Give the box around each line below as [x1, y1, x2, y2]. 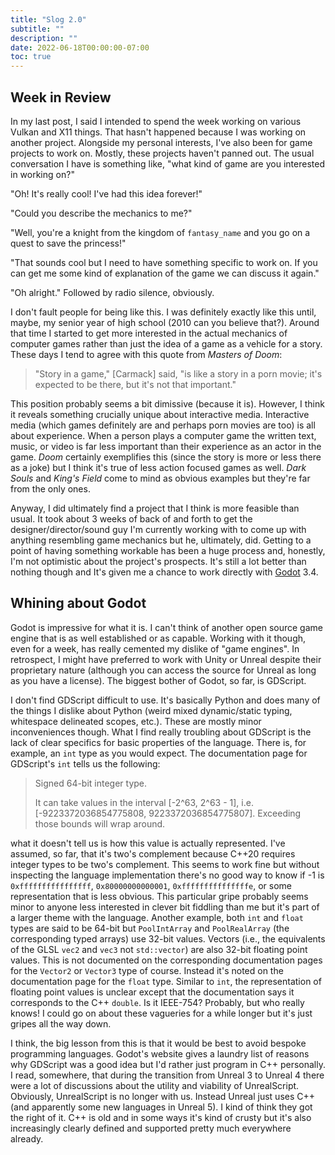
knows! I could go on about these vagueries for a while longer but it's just [10, 1007, 313, 1019]
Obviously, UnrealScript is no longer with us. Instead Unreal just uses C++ [10, 1090, 316, 1102]
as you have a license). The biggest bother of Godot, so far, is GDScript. [10, 674, 307, 686]
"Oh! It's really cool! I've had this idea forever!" [10, 187, 203, 200]
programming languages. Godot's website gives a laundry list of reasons [10, 1047, 310, 1060]
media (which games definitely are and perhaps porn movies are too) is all [10, 419, 316, 431]
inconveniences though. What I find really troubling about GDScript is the [10, 726, 312, 738]
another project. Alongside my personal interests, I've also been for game [10, 136, 313, 148]
